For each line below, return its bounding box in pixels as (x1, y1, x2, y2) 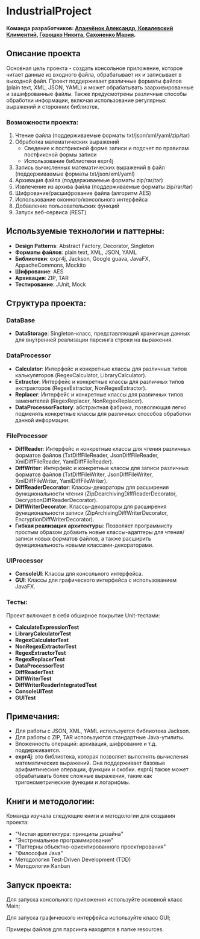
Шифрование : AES (14, 267, 64, 275)
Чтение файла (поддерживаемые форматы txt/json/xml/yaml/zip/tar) (14, 132, 190, 139)
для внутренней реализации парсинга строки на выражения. (14, 336, 173, 343)
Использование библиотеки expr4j (23, 157, 113, 164)
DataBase (6, 316, 36, 325)
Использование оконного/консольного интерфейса (14, 196, 148, 203)
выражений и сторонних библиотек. (6, 103, 99, 110)
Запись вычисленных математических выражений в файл (14, 164, 165, 171)
